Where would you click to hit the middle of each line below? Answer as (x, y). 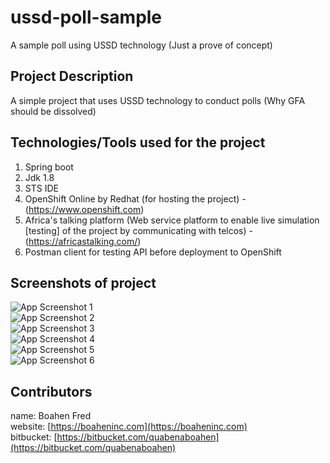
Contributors (51, 391)
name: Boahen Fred (51, 416)
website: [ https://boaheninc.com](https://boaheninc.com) (129, 427)
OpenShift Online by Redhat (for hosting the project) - (135, 198)
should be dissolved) (53, 111)
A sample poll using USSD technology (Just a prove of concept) (141, 45)
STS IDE (41, 188)
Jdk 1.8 (39, 177)
